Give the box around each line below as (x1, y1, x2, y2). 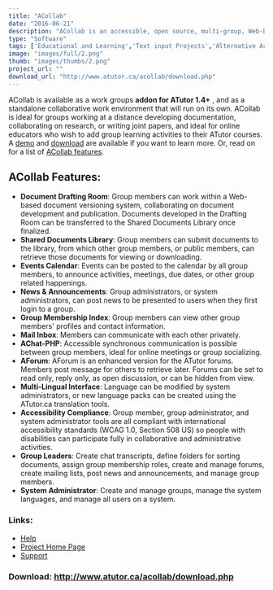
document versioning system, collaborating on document (43, 200, 235, 210)
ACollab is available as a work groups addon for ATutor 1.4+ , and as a (8, 94, 245, 104)
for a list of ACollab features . (8, 146, 104, 156)
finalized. (19, 226, 51, 236)
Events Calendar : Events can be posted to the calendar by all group (19, 261, 248, 271)
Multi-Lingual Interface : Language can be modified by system (19, 382, 230, 391)
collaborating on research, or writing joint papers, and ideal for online (8, 120, 240, 130)
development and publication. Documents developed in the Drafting (19, 209, 247, 219)
